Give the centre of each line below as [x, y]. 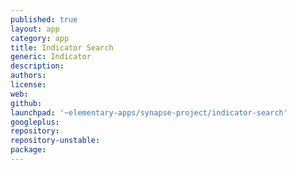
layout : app [35, 29]
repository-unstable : [55, 141]
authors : [28, 76]
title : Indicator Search [62, 47]
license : [28, 85]
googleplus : [35, 122]
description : [37, 66]
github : [26, 103]
